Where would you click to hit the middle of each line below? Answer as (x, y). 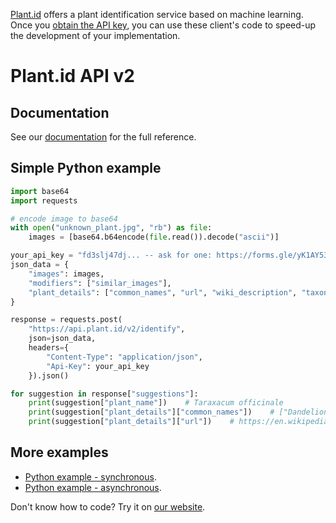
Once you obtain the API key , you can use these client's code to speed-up (163, 25)
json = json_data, (62, 339)
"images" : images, (66, 274)
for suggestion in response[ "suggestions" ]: (104, 394)
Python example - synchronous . (90, 476)
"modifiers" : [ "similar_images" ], (100, 283)
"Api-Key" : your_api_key (98, 366)
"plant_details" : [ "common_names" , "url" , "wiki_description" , (163, 292)
